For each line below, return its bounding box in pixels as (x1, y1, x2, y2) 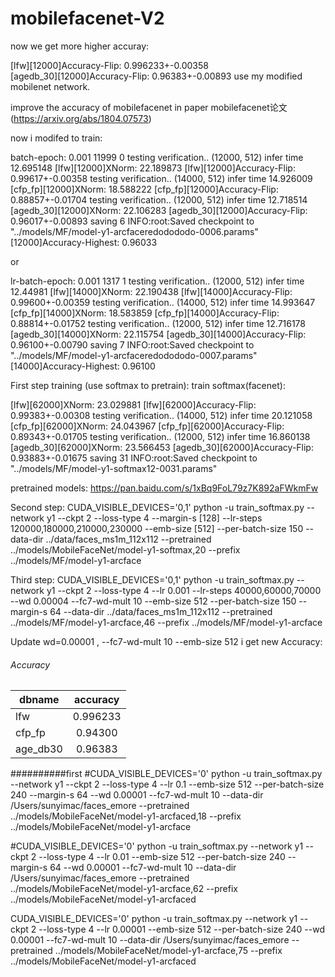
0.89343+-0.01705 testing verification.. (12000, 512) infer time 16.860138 (10, 430, 311, 442)
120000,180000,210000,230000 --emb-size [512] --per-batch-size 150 (10, 522, 304, 534)
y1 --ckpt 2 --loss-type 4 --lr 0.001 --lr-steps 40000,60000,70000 (46, 584, 322, 596)
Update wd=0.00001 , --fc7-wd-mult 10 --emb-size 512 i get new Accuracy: (10, 635, 323, 647)
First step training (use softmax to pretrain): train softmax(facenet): (10, 379, 286, 391)
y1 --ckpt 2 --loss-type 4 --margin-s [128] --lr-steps (46, 512, 263, 524)
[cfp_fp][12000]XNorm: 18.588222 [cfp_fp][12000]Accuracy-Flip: (10, 183, 279, 195)
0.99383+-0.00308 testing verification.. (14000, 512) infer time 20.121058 (10, 409, 313, 421)
